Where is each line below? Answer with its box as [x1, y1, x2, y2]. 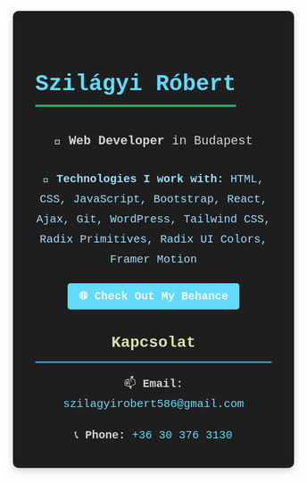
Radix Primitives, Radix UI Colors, [38, 232, 269, 246]
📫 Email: [123, 377, 184, 391]
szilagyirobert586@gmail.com [62, 396, 245, 411]
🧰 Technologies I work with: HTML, [42, 171, 265, 186]
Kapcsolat [111, 333, 196, 352]
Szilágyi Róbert [35, 71, 237, 97]
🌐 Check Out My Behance [78, 289, 229, 304]
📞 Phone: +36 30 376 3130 [74, 428, 233, 442]
